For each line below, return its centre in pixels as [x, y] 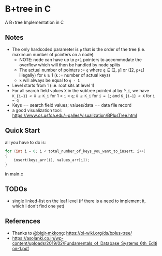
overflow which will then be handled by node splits [70, 64]
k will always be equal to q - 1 [50, 80]
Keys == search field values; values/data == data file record [72, 105]
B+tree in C [28, 9]
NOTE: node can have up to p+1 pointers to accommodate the [80, 60]
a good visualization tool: [37, 110]
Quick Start [22, 131]
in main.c [14, 174]
